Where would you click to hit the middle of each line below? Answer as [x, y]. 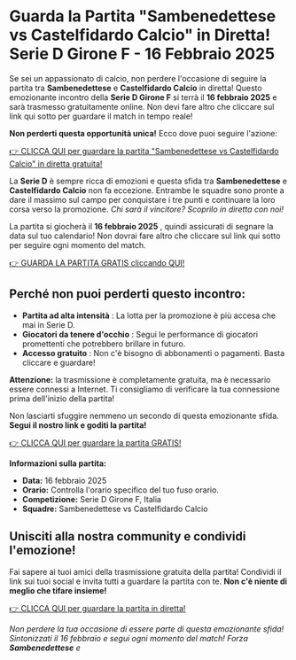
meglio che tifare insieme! [58, 590]
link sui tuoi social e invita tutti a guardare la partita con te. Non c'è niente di [148, 581]
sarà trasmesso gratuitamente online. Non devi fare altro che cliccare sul [142, 106]
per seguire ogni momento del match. [78, 245]
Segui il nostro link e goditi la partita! [78, 425]
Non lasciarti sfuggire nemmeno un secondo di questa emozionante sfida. [144, 415]
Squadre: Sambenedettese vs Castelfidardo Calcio [115, 509]
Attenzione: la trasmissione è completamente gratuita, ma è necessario [140, 379]
